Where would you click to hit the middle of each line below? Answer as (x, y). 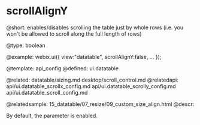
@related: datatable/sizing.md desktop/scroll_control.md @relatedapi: (92, 80)
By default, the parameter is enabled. (52, 115)
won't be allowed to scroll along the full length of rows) (74, 33)
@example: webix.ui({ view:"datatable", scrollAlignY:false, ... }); (84, 57)
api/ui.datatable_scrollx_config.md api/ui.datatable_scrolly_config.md (91, 86)
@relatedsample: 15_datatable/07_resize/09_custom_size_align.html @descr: (100, 104)
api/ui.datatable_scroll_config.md (47, 92)
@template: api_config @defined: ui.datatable (62, 68)
